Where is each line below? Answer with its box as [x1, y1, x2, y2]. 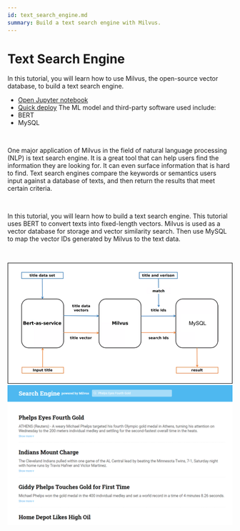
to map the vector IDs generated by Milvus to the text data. [7, 234, 181, 243]
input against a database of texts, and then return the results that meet [7, 177, 216, 185]
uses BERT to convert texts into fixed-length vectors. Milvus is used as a [7, 219, 221, 228]
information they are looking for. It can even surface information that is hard [7, 162, 230, 170]
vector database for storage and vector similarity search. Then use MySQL [7, 227, 227, 236]
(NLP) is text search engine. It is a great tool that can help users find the [7, 154, 219, 162]
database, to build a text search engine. [7, 82, 124, 91]
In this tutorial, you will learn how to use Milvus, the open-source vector [7, 74, 219, 83]
